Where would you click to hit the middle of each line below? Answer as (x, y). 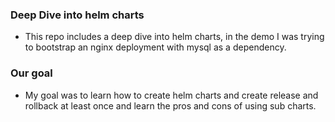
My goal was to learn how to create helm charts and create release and (171, 95)
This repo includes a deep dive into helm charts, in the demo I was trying (174, 37)
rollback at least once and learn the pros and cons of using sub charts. (170, 105)
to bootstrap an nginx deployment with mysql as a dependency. (155, 47)
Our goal (31, 73)
